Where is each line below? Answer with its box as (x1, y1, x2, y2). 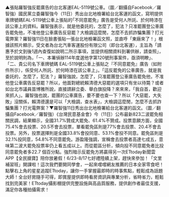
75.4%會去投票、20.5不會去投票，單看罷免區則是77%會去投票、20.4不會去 (5, 124, 161, 130)
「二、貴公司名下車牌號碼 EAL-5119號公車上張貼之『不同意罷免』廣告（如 (5, 61, 157, 67)
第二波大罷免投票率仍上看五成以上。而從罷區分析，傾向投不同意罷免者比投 (9, 143, 164, 148)
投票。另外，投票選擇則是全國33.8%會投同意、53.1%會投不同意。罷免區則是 (5, 130, 163, 136)
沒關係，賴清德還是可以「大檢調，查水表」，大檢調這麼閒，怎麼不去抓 (14, 98, 157, 105)
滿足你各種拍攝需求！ (5, 186, 49, 192)
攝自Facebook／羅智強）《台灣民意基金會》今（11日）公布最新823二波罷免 (5, 111, 159, 117)
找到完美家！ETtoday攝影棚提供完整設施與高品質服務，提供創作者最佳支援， (5, 180, 163, 186)
